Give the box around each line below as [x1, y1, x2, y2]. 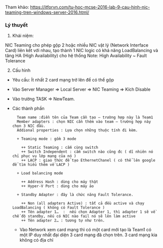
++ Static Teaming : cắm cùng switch [21, 145, 98, 150]
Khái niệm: [12, 33, 34, 39]
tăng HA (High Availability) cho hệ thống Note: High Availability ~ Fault [5, 53, 147, 58]
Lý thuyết [5, 22, 28, 28]
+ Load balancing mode [17, 171, 63, 176]
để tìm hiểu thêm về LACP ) [12, 162, 70, 167]
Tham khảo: [5, 4, 29, 10]
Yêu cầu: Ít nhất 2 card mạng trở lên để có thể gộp [12, 77, 114, 83]
